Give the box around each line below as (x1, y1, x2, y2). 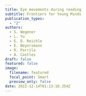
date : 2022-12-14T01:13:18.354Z (5, 83, 70, 89)
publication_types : (5, 16, 45, 21)
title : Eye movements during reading (5, 7, 82, 12)
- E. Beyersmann (9, 43, 42, 48)
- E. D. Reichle (9, 39, 42, 44)
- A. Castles (9, 52, 36, 57)
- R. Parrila (9, 48, 36, 52)
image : (5, 66, 18, 71)
